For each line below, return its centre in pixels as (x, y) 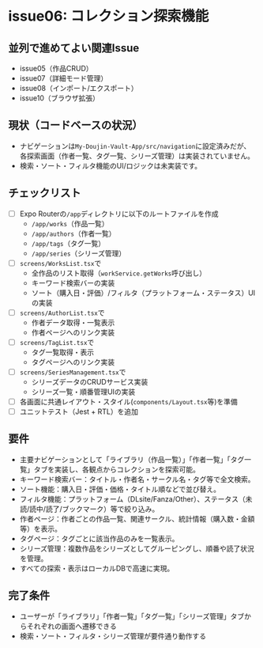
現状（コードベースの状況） (75, 125)
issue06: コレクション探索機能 (109, 16)
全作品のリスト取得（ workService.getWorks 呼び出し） (119, 273)
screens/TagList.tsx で (57, 342)
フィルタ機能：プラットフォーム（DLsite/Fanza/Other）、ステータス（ (133, 498)
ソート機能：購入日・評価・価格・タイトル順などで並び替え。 (120, 489)
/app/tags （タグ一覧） (68, 243)
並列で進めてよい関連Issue (74, 48)
